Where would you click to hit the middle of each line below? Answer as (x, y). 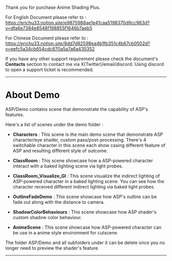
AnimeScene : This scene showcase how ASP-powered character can (87, 227)
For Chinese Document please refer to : (47, 38)
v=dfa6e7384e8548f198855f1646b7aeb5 (49, 28)
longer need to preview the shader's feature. (52, 248)
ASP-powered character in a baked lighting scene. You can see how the (89, 181)
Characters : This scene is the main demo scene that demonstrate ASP (88, 134)
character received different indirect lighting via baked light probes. (84, 186)
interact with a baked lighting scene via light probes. (68, 166)
